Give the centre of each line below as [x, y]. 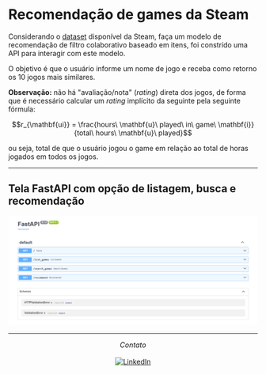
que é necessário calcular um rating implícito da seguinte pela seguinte [125, 100]
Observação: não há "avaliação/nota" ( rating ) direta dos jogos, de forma [127, 92]
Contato [133, 345]
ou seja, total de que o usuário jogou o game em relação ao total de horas [128, 148]
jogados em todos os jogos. [53, 157]
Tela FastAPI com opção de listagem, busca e [122, 189]
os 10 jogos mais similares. [52, 77]
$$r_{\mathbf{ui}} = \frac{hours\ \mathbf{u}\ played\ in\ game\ [114, 124]
